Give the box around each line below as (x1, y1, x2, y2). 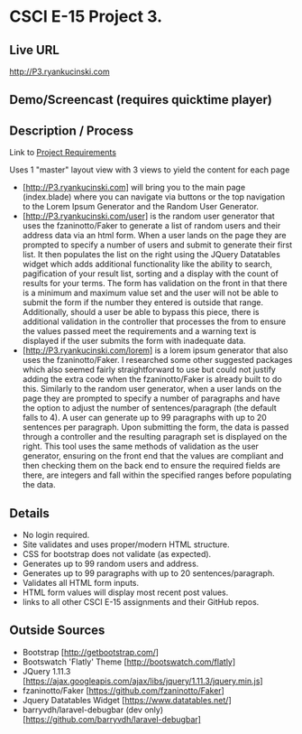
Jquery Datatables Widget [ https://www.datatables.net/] (22, 694, 232, 705)
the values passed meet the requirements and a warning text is (22, 326, 257, 337)
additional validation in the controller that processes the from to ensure (22, 316, 287, 327)
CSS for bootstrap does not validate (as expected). (22, 549, 212, 560)
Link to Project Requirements (9, 147, 117, 158)
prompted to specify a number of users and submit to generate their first (22, 239, 293, 250)
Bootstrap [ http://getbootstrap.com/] (22, 646, 160, 657)
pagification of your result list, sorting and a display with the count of (22, 268, 279, 279)
